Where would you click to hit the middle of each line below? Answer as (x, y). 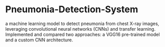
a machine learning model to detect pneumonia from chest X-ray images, (82, 24)
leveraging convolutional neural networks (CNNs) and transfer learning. (80, 29)
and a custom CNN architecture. (39, 40)
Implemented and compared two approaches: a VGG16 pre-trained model (82, 34)
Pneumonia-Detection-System (72, 9)
